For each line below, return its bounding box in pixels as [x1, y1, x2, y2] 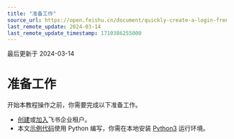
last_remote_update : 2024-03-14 [7, 23, 101, 30]
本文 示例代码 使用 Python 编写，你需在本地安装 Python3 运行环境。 [17, 124, 210, 133]
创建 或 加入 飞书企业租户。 [17, 115, 91, 124]
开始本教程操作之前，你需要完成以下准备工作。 [7, 101, 141, 109]
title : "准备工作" [7, 10, 57, 17]
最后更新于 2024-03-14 [7, 49, 75, 58]
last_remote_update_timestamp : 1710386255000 [7, 29, 141, 37]
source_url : [7, 17, 42, 24]
